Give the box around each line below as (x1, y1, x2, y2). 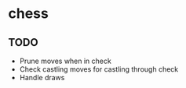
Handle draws (19, 73, 65, 82)
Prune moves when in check (19, 56, 111, 65)
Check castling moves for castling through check (19, 65, 179, 74)
